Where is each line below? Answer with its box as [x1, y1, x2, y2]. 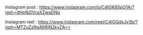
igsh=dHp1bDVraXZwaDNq [5, 9, 60, 15]
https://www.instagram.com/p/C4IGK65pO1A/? [39, 4, 135, 10]
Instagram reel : [5, 19, 37, 25]
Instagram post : [5, 4, 38, 10]
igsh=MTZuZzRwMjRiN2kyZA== [5, 24, 71, 30]
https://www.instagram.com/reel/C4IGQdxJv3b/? [37, 19, 138, 25]
